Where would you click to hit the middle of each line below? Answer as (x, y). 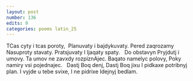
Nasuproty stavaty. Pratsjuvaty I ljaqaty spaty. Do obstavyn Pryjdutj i (93, 53)
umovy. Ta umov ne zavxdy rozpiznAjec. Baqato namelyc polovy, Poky (94, 59)
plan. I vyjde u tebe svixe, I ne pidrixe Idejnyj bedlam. (72, 72)
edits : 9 (17, 23)
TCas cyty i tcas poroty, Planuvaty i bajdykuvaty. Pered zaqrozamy (90, 46)
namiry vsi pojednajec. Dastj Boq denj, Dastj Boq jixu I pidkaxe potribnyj (97, 65)
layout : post (23, 12)
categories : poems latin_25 (42, 29)
